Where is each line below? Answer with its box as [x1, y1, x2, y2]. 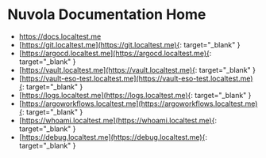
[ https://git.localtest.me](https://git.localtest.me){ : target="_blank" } [18, 39, 241, 49]
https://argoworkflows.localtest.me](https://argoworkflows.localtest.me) [21, 99, 258, 108]
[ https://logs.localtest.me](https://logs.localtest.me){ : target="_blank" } [18, 90, 252, 100]
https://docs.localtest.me [18, 32, 102, 41]
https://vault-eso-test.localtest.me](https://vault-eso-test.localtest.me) [21, 73, 253, 83]
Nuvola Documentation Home [7, 6, 206, 24]
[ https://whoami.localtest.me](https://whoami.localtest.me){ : [18, 115, 218, 125]
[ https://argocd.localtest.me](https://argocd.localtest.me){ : [18, 48, 212, 58]
